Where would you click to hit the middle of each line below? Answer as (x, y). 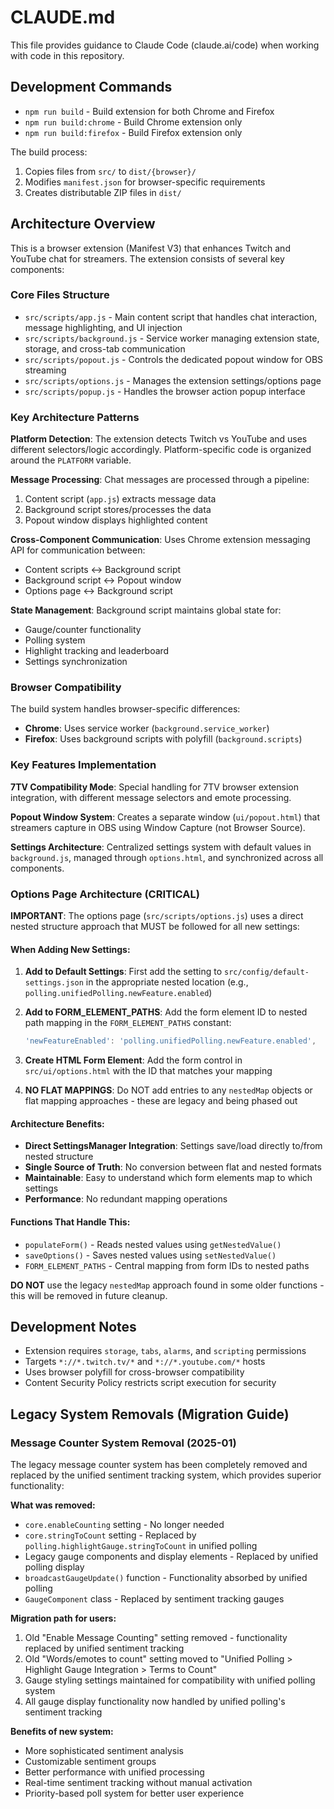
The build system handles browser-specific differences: (125, 709)
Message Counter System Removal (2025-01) (123, 1443)
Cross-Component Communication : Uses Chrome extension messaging (160, 540)
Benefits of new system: (62, 1732)
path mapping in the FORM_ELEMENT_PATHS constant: (128, 1023)
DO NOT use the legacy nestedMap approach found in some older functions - (167, 1285)
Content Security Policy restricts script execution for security (150, 1383)
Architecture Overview (83, 224)
